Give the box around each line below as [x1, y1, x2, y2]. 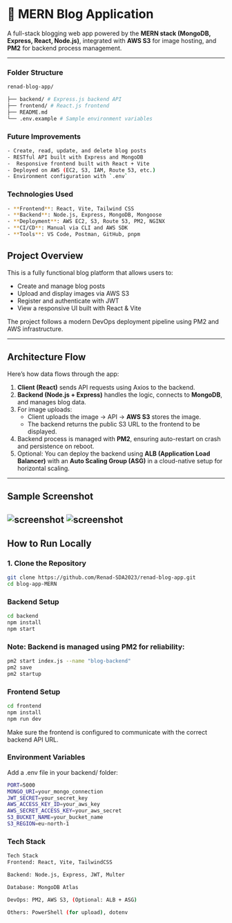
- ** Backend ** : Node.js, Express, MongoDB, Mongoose [7, 211, 162, 219]
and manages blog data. [17, 397, 86, 406]
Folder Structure [7, 67, 64, 77]
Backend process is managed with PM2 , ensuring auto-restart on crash [17, 434, 221, 442]
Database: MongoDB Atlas [7, 884, 79, 890]
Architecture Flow [7, 351, 86, 363]
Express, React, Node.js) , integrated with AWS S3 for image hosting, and [7, 36, 217, 44]
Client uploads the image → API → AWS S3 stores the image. [27, 412, 202, 421]
